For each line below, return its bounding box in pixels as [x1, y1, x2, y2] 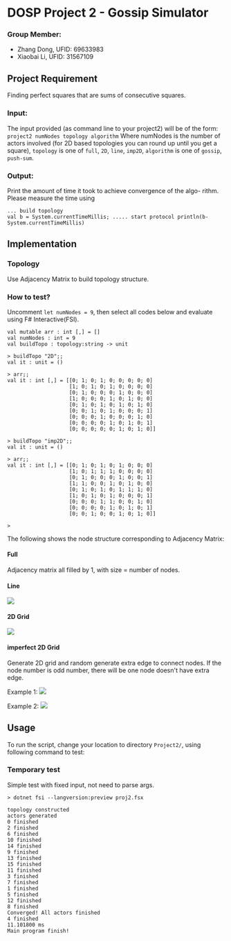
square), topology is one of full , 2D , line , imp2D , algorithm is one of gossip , [7, 146, 223, 154]
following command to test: [7, 748, 85, 756]
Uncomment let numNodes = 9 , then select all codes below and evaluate [7, 307, 213, 316]
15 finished [7, 861, 41, 868]
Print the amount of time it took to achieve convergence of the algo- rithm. [7, 186, 219, 195]
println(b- [177, 213, 209, 220]
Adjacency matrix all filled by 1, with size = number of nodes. [7, 566, 181, 574]
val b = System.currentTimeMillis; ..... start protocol [7, 213, 175, 220]
